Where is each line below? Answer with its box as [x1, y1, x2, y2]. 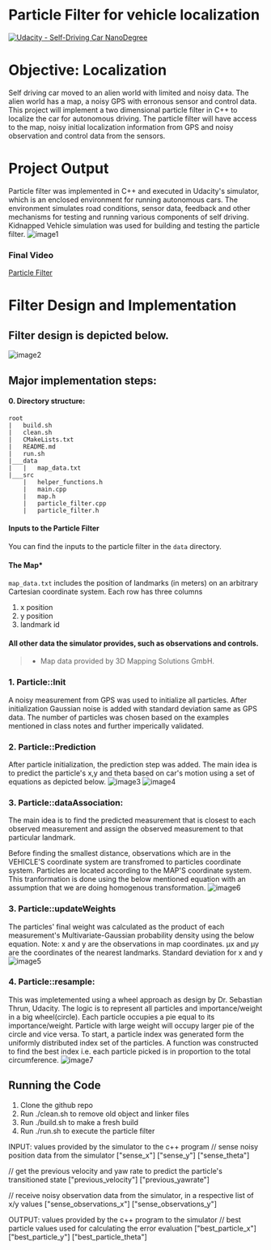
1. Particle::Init [8, 677, 66, 688]
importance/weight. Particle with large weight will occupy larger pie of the [8, 1020, 255, 1030]
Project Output [8, 160, 109, 178]
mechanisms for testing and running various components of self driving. [8, 212, 249, 221]
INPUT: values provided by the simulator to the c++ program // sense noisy [8, 1141, 259, 1151]
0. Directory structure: [8, 396, 86, 406]
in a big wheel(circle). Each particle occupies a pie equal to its [8, 1012, 215, 1021]
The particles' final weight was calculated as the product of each [8, 921, 225, 931]
